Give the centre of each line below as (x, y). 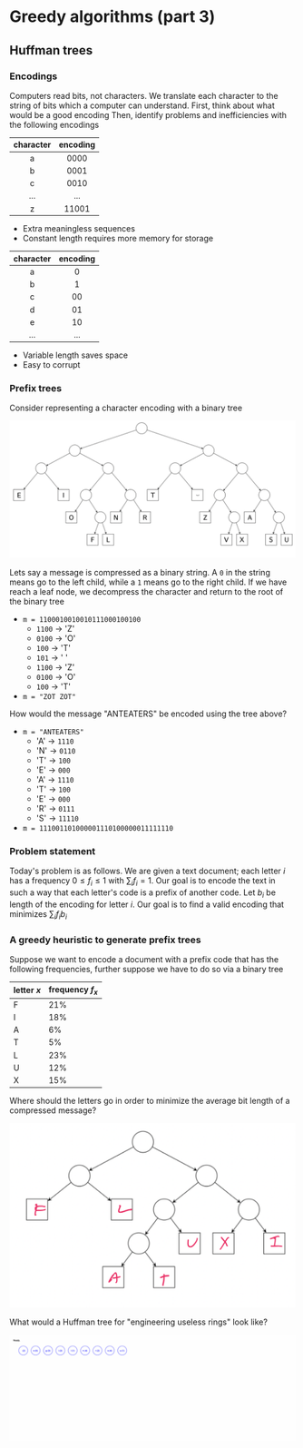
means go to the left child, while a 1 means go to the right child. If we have (148, 582)
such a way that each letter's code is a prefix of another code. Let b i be (143, 893)
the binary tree (37, 602)
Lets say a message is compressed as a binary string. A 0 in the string (140, 573)
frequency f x (73, 990)
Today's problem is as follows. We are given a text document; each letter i (147, 871)
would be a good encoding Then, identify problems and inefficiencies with (148, 114)
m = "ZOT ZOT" (49, 697)
